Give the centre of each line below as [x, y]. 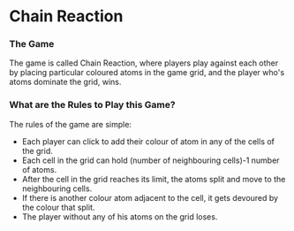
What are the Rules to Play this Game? [92, 105]
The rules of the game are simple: [71, 124]
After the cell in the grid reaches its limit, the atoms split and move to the [154, 179]
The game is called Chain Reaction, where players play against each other [144, 63]
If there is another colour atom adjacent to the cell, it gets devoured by [150, 197]
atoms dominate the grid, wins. [65, 82]
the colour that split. [58, 207]
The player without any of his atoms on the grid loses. [120, 216]
